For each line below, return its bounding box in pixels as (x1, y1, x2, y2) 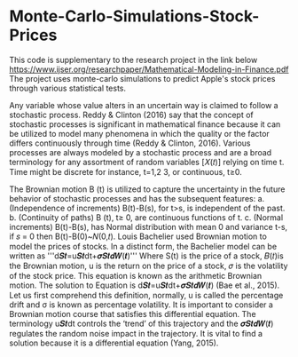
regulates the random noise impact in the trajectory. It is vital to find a (9, 328, 263, 338)
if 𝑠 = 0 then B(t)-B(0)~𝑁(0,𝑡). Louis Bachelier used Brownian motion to (9, 231, 268, 242)
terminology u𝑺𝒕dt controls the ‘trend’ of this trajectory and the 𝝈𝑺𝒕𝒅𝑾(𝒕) (9, 318, 274, 329)
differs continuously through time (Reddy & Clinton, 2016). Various (9, 138, 251, 148)
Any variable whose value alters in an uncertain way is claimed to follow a (9, 99, 278, 110)
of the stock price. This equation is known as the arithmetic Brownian (9, 270, 263, 281)
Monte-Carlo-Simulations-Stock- (9, 6, 260, 27)
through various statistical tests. (9, 83, 127, 93)
